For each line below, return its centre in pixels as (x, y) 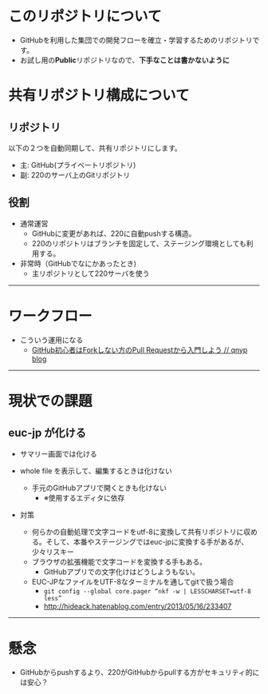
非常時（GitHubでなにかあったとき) (78, 263)
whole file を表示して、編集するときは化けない (96, 471)
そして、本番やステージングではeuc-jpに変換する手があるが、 (147, 541)
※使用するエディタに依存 (84, 497)
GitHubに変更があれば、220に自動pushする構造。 (114, 233)
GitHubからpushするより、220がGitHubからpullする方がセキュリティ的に (140, 672)
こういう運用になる (51, 340)
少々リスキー (53, 552)
